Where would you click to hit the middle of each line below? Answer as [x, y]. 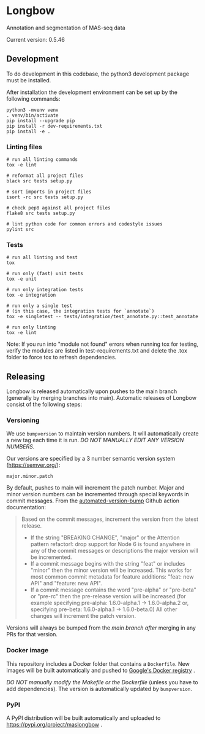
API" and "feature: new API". [66, 584]
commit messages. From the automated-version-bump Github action [93, 501]
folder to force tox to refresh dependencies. [61, 357]
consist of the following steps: [44, 404]
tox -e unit [21, 279]
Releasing [26, 376]
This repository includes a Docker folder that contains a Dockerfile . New [98, 663]
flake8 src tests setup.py [41, 213]
